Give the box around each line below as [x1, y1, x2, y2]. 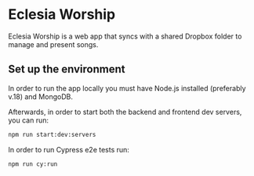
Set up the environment [8, 63, 125, 76]
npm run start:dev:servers [8, 130, 96, 138]
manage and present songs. [8, 39, 99, 49]
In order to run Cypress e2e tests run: [8, 145, 129, 154]
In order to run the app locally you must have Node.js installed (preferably [8, 83, 246, 93]
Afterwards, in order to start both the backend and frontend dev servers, [8, 107, 242, 116]
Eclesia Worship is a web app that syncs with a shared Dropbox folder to [8, 31, 242, 41]
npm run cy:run [8, 159, 58, 168]
